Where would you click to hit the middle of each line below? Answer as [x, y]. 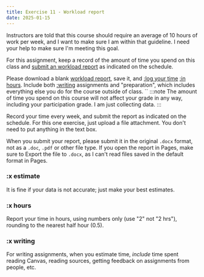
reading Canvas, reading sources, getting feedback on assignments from [98, 261]
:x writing [21, 241]
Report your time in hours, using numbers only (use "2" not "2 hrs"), [92, 219]
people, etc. [21, 267]
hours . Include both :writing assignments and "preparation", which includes [101, 85]
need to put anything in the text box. [52, 129]
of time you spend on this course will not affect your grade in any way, [94, 98]
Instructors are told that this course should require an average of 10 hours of [102, 35]
